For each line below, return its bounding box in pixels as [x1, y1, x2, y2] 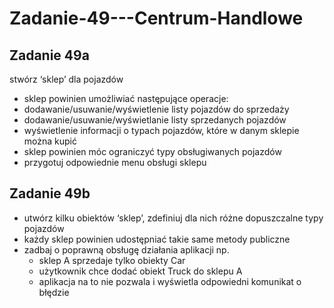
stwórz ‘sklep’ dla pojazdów [9, 73, 124, 85]
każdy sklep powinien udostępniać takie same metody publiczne [23, 233, 291, 245]
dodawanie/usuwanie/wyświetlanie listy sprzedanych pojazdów [23, 114, 287, 126]
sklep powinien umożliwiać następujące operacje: [23, 93, 229, 104]
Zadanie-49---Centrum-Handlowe [9, 7, 304, 30]
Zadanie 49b [9, 185, 91, 202]
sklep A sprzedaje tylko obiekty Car [38, 254, 186, 266]
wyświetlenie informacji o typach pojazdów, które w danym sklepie [23, 125, 300, 136]
